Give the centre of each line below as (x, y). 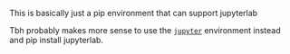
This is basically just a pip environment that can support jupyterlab (134, 13)
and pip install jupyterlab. (57, 40)
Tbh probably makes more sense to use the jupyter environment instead (145, 30)
